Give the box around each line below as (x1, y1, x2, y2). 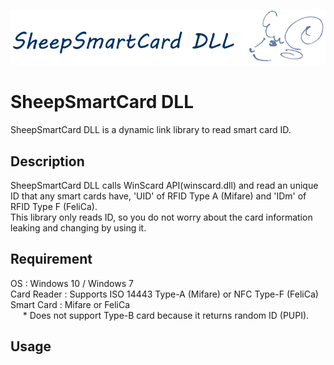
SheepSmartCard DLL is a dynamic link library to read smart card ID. (10, 124, 292, 136)
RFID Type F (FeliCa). (10, 200, 98, 212)
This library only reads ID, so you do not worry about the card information (10, 211, 313, 223)
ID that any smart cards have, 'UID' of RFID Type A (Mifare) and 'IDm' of (10, 190, 307, 202)
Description (10, 153, 85, 170)
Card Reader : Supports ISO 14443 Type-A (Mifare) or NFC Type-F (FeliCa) (10, 288, 319, 300)
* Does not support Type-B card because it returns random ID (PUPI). (22, 309, 310, 321)
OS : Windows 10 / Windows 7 (10, 277, 134, 289)
